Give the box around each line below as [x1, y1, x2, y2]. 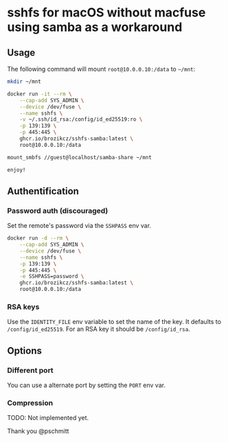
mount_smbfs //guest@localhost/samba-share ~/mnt [7, 154, 152, 161]
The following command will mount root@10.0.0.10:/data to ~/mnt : [7, 65, 196, 73]
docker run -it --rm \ [7, 91, 72, 97]
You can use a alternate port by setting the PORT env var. [7, 381, 166, 389]
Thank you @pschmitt [7, 427, 69, 435]
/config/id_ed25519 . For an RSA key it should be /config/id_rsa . [7, 325, 190, 334]
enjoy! [7, 166, 26, 173]
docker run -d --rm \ [7, 235, 69, 242]
